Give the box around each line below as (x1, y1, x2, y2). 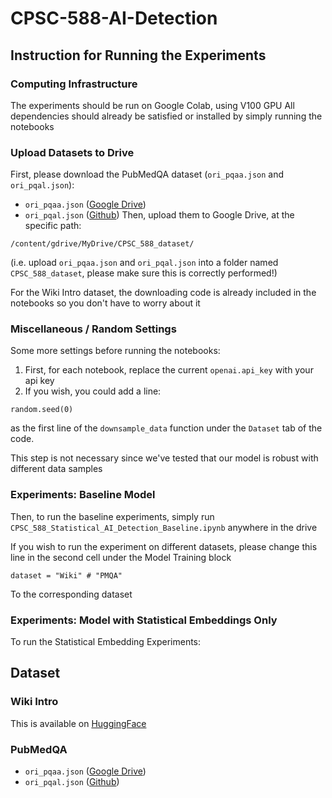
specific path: (24, 220, 82, 232)
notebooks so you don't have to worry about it (10, 297, 201, 309)
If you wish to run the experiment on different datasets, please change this (10, 540, 318, 552)
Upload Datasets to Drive (10, 145, 135, 159)
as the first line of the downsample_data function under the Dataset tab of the (10, 422, 323, 434)
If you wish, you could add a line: (24, 385, 162, 397)
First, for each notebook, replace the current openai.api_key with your (24, 364, 314, 376)
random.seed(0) (10, 405, 74, 415)
